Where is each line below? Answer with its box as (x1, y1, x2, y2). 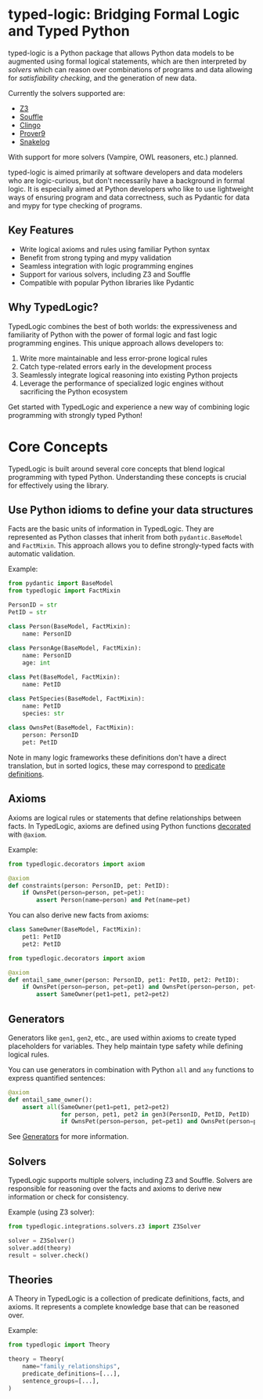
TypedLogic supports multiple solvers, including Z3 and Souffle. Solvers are (8, 1176, 253, 1185)
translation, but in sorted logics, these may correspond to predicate (8, 760, 225, 771)
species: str (22, 709, 65, 717)
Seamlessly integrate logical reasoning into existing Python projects (19, 370, 239, 379)
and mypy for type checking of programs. (8, 200, 142, 210)
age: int (22, 659, 51, 667)
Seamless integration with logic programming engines (19, 261, 194, 270)
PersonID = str (8, 601, 58, 610)
